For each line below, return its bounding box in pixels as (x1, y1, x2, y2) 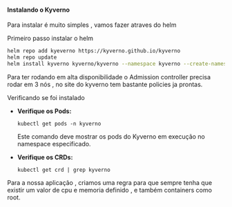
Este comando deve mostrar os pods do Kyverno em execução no (17, 132, 205, 141)
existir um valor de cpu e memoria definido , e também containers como (7, 186, 213, 194)
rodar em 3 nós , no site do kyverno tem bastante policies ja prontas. (7, 80, 203, 88)
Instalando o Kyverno (7, 6, 70, 14)
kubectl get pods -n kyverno (17, 120, 101, 127)
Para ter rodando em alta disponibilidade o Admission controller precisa (7, 72, 211, 81)
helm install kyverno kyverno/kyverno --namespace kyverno (7, 60, 181, 67)
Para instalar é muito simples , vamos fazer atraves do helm (7, 21, 177, 29)
